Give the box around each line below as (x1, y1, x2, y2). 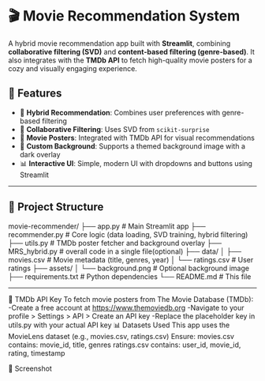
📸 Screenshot (8, 364, 53, 373)
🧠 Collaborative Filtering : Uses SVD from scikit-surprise (19, 124, 210, 134)
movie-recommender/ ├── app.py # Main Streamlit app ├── (8, 221, 207, 231)
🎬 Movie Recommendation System (8, 7, 241, 25)
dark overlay (19, 149, 61, 159)
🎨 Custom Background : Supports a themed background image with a (19, 141, 246, 151)
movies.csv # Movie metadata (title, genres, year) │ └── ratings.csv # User (8, 255, 254, 264)
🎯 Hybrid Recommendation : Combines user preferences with (19, 108, 221, 117)
